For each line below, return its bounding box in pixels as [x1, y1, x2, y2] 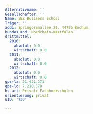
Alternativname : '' [5, 7, 45, 12]
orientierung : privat [5, 93, 49, 98]
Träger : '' [5, 20, 27, 26]
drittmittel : [5, 34, 32, 39]
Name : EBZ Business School [5, 16, 60, 21]
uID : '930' [5, 98, 27, 102]
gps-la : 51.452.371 [5, 79, 45, 84]
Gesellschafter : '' [5, 12, 45, 16]
